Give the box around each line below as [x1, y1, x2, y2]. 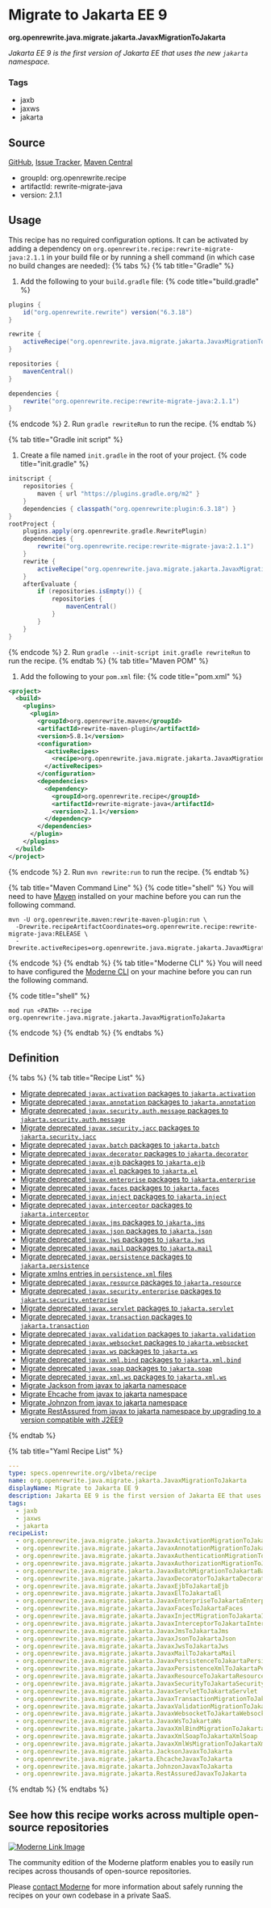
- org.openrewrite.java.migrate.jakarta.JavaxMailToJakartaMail [15, 1649, 236, 1658]
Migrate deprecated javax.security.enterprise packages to [19, 1285, 222, 1295]
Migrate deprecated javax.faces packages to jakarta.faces [19, 1183, 220, 1192]
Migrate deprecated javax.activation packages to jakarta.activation [19, 1088, 256, 1098]
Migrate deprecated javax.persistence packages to [19, 1252, 193, 1261]
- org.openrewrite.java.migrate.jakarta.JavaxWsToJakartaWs [15, 1717, 222, 1725]
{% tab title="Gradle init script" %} [8, 435, 123, 445]
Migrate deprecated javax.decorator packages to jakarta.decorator [19, 1148, 248, 1158]
